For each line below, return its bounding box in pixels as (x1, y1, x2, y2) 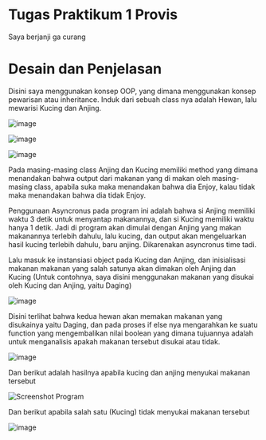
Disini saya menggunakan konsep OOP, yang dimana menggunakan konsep (8, 86, 256, 96)
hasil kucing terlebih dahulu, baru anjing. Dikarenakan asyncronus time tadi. (8, 239, 257, 249)
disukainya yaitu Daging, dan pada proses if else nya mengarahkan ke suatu (8, 320, 258, 329)
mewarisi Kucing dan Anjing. (8, 103, 102, 112)
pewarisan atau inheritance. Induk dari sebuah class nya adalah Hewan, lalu (8, 94, 257, 104)
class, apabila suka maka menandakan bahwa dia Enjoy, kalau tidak (33, 182, 256, 191)
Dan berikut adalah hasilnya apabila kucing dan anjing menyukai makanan (8, 367, 251, 377)
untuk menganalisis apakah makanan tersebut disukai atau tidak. (8, 336, 221, 346)
